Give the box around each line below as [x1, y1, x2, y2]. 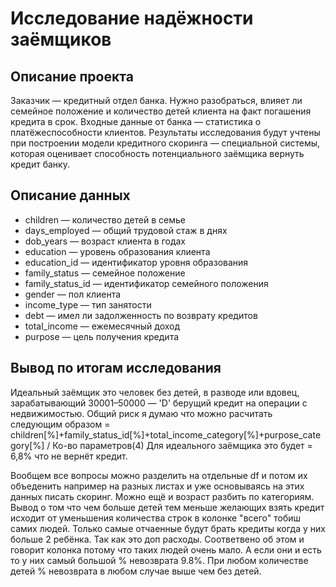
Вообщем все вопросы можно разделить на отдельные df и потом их [10, 469, 308, 481]
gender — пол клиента [24, 288, 122, 300]
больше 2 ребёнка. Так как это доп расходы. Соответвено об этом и [10, 533, 305, 545]
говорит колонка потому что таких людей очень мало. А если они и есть [10, 543, 322, 556]
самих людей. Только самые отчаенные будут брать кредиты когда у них [10, 522, 326, 534]
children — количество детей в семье [24, 213, 186, 226]
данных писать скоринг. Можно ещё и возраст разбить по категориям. [10, 490, 315, 502]
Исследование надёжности [10, 7, 254, 30]
